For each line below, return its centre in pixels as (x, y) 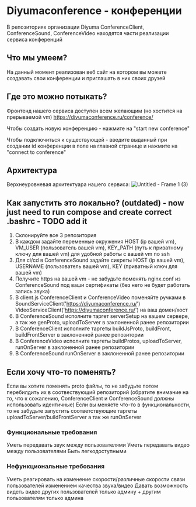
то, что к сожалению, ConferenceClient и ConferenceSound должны (90, 398)
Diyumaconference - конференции (94, 11)
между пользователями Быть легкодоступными (67, 451)
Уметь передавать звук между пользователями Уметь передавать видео (98, 445)
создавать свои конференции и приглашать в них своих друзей (86, 78)
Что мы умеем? (37, 58)
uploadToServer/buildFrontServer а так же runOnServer (74, 417)
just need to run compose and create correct (89, 212)
